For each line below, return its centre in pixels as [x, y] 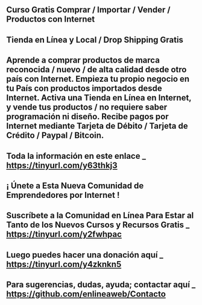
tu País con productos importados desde [84, 89]
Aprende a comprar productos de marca [83, 60]
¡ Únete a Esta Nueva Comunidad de [75, 186]
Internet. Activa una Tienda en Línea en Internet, [99, 98]
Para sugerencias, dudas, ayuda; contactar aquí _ [101, 285]
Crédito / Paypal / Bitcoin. [55, 136]
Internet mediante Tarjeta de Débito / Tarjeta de [97, 126]
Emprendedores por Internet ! [63, 195]
